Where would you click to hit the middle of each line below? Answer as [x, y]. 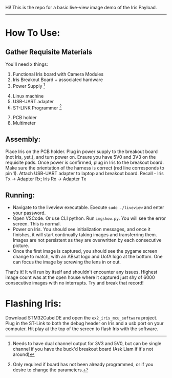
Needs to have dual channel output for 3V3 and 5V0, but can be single [87, 343]
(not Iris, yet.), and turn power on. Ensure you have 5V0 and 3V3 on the [81, 157]
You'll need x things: [27, 64]
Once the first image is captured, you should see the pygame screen [85, 251]
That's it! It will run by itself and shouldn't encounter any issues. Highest [81, 272]
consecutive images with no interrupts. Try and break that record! [74, 282]
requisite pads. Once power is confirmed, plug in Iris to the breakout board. [84, 163]
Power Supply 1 [29, 86]
